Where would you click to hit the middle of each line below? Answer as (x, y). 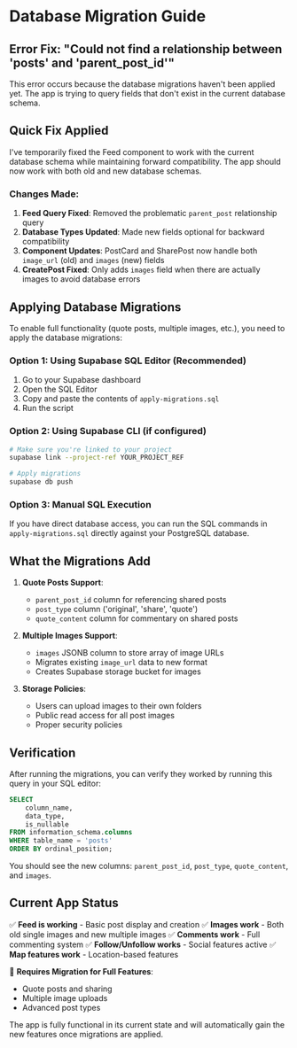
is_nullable (47, 824)
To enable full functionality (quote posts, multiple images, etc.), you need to (147, 328)
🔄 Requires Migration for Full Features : (81, 971)
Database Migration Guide (108, 16)
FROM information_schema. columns (71, 833)
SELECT (21, 799)
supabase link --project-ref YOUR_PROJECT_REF (97, 458)
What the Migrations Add (80, 561)
